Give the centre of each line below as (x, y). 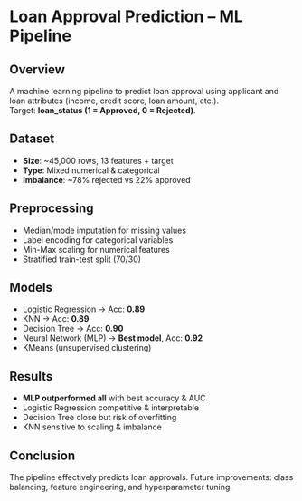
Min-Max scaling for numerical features (96, 249)
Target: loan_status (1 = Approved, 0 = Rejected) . (103, 110)
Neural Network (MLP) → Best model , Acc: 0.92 (113, 338)
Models (31, 288)
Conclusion (42, 455)
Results (31, 376)
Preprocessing (52, 209)
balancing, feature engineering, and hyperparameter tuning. (121, 487)
